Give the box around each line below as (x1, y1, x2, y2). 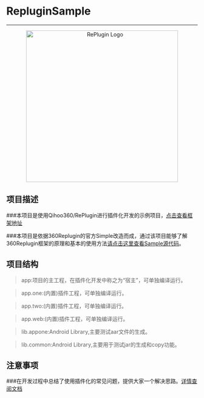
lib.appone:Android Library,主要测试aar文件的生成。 (21, 328, 151, 335)
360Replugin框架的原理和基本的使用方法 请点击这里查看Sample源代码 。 (6, 240, 185, 247)
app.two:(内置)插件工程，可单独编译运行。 (21, 302, 127, 309)
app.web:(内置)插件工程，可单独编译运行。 (21, 315, 129, 322)
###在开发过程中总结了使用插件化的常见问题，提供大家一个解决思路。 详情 (6, 377, 192, 385)
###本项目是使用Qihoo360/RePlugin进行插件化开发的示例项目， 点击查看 (6, 211, 188, 219)
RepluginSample (6, 4, 91, 18)
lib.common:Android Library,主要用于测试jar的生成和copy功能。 (21, 341, 180, 348)
